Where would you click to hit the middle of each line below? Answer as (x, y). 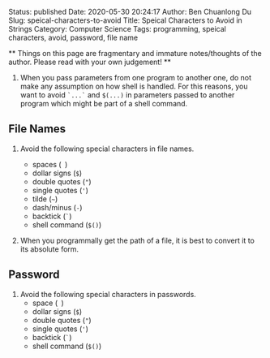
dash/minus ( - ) (57, 207)
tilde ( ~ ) (45, 199)
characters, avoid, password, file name (73, 37)
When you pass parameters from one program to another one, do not (136, 78)
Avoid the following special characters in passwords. (108, 294)
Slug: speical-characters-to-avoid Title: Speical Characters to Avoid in (126, 20)
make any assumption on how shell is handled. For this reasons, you (134, 86)
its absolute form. (49, 249)
